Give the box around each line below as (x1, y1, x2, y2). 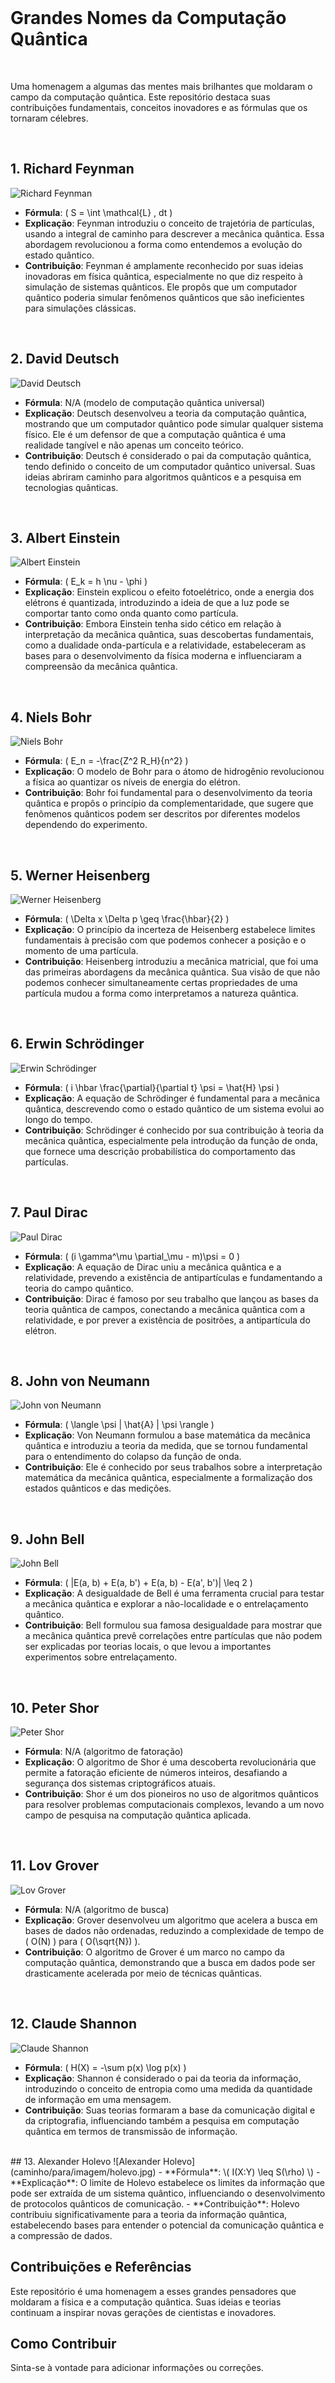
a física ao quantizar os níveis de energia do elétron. (24, 776, 241, 788)
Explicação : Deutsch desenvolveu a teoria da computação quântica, (24, 407, 307, 419)
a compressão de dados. (10, 2229, 113, 2241)
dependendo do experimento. (24, 819, 148, 831)
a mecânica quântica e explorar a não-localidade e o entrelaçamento (24, 1598, 309, 1610)
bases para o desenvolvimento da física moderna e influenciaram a (24, 650, 302, 662)
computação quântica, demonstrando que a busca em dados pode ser (24, 1956, 316, 1968)
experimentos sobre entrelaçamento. (24, 1651, 178, 1663)
